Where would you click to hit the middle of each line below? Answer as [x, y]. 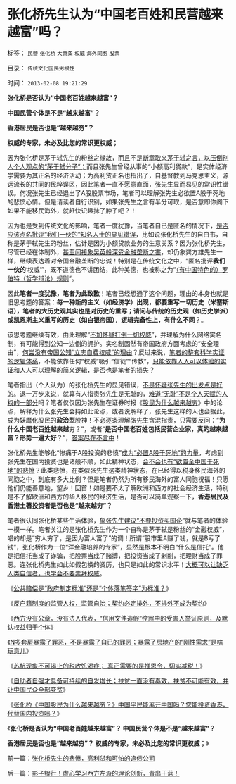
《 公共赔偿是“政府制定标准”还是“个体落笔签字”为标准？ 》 [90, 588]
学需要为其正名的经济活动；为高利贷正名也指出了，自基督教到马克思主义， [115, 175]
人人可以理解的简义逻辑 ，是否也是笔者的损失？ [87, 370]
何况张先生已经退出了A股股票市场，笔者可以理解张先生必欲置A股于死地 [122, 193]
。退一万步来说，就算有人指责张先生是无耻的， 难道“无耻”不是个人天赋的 [118, 393]
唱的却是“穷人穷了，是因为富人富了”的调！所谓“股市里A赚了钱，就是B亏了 [114, 538]
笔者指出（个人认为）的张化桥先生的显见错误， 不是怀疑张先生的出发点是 [112, 385]
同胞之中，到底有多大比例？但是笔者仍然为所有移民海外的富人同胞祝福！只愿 [118, 479]
